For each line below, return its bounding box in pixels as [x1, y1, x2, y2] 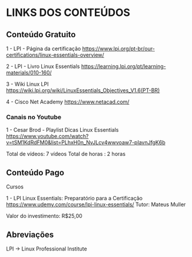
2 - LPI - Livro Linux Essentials [6, 63, 81, 70]
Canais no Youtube [6, 113, 62, 121]
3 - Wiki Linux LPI [6, 80, 49, 87]
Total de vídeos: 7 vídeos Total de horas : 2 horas [6, 151, 125, 158]
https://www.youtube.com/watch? [6, 133, 89, 140]
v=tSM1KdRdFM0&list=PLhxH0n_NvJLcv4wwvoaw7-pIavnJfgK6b [6, 139, 166, 146]
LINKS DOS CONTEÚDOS [6, 6, 131, 19]
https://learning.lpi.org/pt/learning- [81, 63, 166, 70]
